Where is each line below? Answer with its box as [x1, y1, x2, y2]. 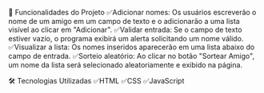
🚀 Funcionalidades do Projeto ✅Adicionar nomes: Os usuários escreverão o [8, 8, 257, 17]
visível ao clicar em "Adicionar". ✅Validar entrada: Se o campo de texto [8, 25, 242, 34]
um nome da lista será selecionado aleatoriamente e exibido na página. [8, 60, 242, 69]
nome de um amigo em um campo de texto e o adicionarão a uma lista [8, 17, 240, 25]
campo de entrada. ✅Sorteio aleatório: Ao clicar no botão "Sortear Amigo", [8, 52, 254, 60]
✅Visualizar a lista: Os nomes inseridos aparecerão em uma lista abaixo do [8, 42, 255, 52]
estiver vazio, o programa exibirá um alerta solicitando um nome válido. [8, 34, 244, 43]
